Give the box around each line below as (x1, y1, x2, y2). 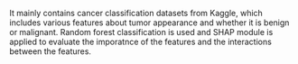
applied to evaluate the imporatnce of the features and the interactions (9, 36, 273, 47)
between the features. (9, 46, 92, 57)
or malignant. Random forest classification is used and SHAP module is (9, 27, 274, 37)
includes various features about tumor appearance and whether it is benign (9, 17, 290, 28)
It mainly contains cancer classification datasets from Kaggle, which (9, 8, 264, 18)
